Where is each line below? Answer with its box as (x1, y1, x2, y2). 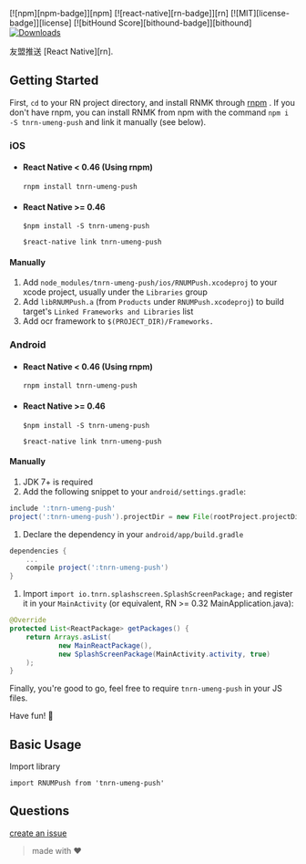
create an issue (9, 828, 67, 838)
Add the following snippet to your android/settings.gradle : (22, 485, 247, 496)
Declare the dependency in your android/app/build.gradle (22, 528, 244, 539)
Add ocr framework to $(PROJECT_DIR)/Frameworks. (22, 316, 214, 327)
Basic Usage (9, 736, 82, 752)
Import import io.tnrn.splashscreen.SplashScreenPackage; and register (22, 588, 293, 599)
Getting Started (9, 73, 99, 88)
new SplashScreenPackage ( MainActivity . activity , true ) (57, 650, 271, 659)
